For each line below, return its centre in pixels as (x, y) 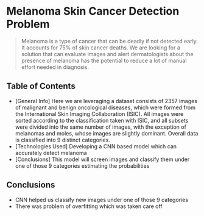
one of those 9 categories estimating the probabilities (82, 165)
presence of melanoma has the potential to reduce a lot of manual (104, 60)
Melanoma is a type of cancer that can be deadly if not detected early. (109, 41)
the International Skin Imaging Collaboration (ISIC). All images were (99, 113)
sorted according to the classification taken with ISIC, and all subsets (102, 120)
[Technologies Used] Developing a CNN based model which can (96, 146)
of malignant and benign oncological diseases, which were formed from (105, 107)
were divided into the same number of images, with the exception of (101, 127)
